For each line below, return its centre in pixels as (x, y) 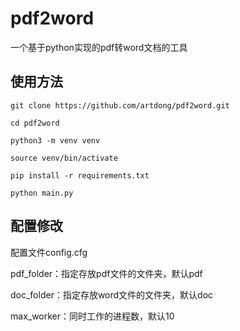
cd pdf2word (35, 123)
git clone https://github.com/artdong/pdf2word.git (120, 105)
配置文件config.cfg (49, 252)
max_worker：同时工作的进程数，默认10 (92, 316)
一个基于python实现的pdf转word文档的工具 (99, 47)
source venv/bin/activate (64, 158)
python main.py (42, 193)
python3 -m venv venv (55, 140)
